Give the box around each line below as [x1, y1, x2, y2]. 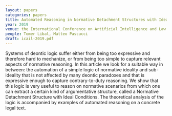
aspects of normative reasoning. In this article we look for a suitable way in [5, 61, 163, 67]
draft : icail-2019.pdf [5, 36, 54, 42]
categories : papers [5, 12, 47, 17]
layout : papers [5, 7, 38, 13]
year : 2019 [5, 22, 29, 27]
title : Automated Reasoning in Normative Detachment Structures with [5, 17, 157, 22]
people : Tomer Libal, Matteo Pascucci [5, 31, 88, 36]
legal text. [5, 105, 27, 111]
